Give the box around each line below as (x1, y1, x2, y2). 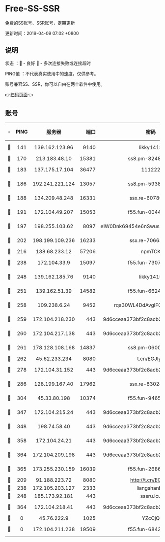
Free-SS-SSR (5, 3, 60, 14)
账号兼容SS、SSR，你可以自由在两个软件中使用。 (5, 81, 105, 87)
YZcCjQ (141, 514, 160, 521)
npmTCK (140, 248, 161, 255)
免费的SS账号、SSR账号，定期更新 (5, 20, 75, 26)
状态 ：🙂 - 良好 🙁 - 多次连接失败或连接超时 (5, 60, 91, 66)
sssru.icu (140, 492, 162, 499)
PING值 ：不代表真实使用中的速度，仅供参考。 (5, 70, 99, 76)
